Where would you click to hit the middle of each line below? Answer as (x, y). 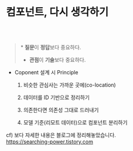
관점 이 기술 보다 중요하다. (57, 60)
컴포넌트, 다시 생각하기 (57, 12)
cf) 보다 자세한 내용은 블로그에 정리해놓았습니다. (61, 135)
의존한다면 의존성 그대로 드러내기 (61, 110)
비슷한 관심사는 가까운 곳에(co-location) (69, 85)
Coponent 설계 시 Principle (46, 72)
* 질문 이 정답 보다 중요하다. (51, 47)
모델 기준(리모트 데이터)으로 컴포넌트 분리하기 (75, 122)
